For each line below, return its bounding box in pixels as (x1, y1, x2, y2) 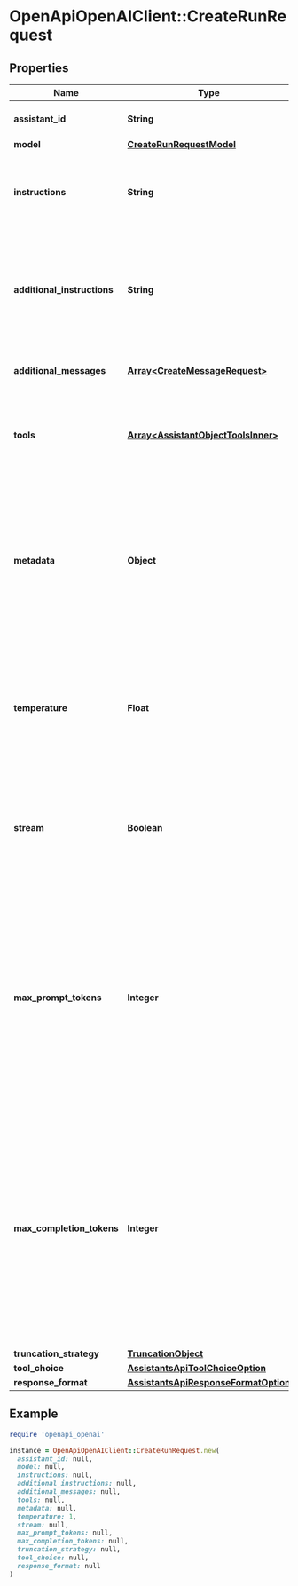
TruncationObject (127, 1347, 204, 1360)
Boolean (127, 822, 163, 833)
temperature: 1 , (17, 1511, 77, 1521)
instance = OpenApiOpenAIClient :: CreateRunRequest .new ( (9, 1446, 220, 1455)
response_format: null (17, 1561, 101, 1570)
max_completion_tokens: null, (17, 1537, 129, 1546)
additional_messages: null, (17, 1487, 122, 1496)
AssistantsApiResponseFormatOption (127, 1377, 291, 1388)
